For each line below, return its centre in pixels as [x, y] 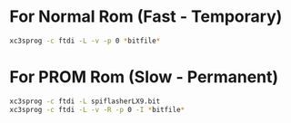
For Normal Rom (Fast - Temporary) [146, 17]
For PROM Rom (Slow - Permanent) [144, 77]
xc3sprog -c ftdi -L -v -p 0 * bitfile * [85, 41]
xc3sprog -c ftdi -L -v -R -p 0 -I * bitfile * [97, 109]
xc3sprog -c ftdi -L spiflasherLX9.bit [85, 101]
